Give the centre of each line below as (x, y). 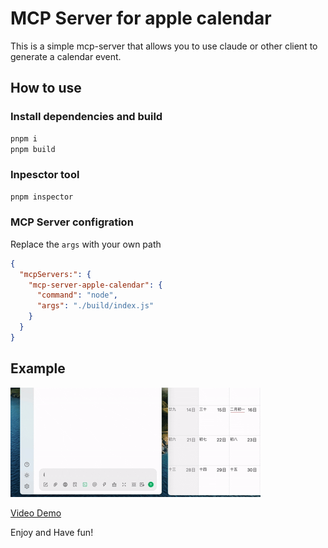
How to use (46, 88)
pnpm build (33, 149)
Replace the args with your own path (86, 244)
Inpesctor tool (45, 175)
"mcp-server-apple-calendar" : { (95, 285)
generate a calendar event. (66, 56)
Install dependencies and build (86, 117)
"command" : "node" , (77, 295)
